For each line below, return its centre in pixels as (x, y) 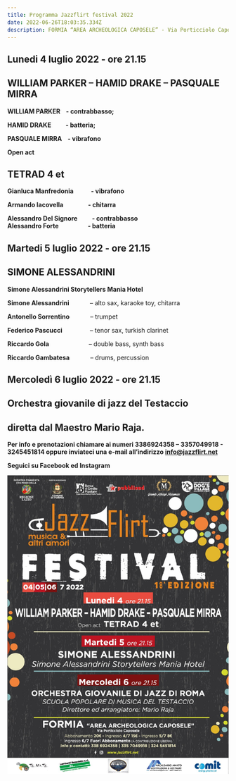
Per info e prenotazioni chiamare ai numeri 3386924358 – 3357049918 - (115, 445)
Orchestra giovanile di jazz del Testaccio (98, 404)
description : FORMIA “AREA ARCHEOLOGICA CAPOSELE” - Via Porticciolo (111, 30)
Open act (21, 152)
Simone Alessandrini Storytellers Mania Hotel (75, 289)
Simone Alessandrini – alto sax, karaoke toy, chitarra (94, 302)
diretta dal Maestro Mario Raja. (76, 428)
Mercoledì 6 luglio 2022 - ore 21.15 (84, 380)
